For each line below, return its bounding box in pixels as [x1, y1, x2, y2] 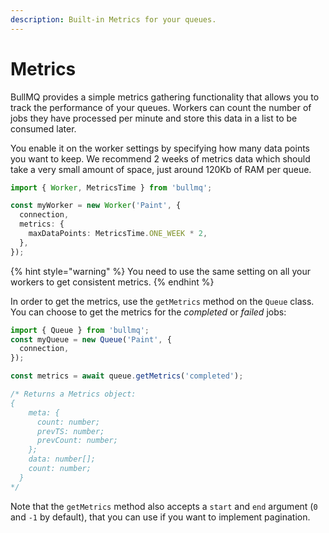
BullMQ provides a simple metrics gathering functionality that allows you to [10, 91, 320, 103]
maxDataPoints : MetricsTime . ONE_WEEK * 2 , [28, 229, 208, 239]
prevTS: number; [36, 426, 105, 436]
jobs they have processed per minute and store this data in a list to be [10, 112, 298, 124]
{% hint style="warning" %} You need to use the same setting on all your [10, 265, 311, 277]
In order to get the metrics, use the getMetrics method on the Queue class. [10, 295, 315, 307]
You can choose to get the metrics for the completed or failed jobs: [10, 306, 287, 318]
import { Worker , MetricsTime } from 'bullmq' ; [10, 182, 213, 193]
